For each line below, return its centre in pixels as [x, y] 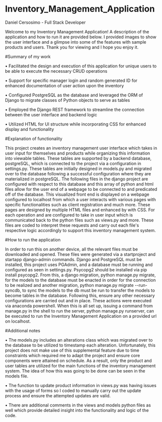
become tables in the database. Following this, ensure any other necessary [80, 295]
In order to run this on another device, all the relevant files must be [72, 249]
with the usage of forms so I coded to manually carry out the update [73, 391]
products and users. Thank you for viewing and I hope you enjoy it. [72, 47]
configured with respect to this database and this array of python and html [79, 184]
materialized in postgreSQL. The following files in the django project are [77, 179]
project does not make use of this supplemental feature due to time [72, 350]
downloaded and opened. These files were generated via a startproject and [81, 254]
